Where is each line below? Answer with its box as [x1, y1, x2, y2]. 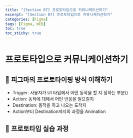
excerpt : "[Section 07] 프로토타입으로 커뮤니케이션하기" [5, 12, 113, 17]
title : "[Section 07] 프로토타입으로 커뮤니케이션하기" [5, 7, 108, 13]
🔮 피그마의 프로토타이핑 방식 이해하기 [5, 75, 112, 84]
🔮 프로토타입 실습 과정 [5, 124, 69, 133]
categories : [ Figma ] [5, 17, 48, 22]
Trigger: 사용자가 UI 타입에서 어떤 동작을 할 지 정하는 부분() [12, 90, 128, 95]
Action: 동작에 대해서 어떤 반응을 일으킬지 [12, 96, 94, 102]
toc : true [5, 26, 26, 31]
